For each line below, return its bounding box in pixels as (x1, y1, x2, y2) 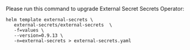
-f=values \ (13, 27, 44, 33)
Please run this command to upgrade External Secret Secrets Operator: (5, 5, 185, 12)
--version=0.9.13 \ (13, 33, 63, 39)
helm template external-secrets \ (5, 17, 94, 23)
